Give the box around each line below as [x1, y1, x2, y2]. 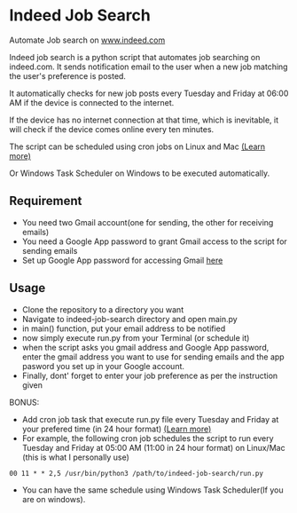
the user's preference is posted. [9, 70, 127, 81]
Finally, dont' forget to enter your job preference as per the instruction [21, 370, 278, 381]
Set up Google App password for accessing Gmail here [21, 255, 223, 265]
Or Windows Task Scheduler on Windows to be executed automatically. [9, 168, 270, 178]
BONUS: [9, 397, 40, 407]
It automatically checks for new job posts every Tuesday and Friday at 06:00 [9, 88, 289, 99]
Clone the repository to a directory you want [21, 304, 184, 315]
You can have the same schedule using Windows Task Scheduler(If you [21, 485, 284, 495]
